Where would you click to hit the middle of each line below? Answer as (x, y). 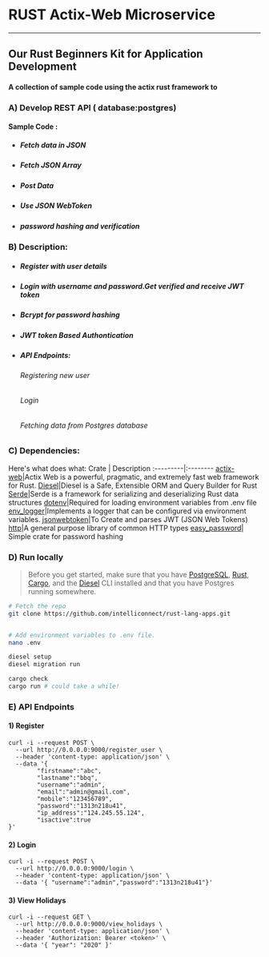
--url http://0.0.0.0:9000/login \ (75, 869)
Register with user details (63, 266)
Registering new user (55, 376)
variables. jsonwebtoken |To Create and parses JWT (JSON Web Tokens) (128, 519)
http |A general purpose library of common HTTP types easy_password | (126, 528)
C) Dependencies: (44, 451)
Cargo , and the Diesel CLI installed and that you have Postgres (131, 583)
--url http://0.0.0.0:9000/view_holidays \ (89, 924)
